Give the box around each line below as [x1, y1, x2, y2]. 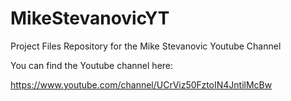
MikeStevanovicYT [10, 7, 170, 30]
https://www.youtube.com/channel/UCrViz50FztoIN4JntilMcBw [10, 78, 273, 91]
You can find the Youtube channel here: [10, 59, 174, 71]
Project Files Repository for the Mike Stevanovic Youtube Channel [10, 40, 282, 52]
